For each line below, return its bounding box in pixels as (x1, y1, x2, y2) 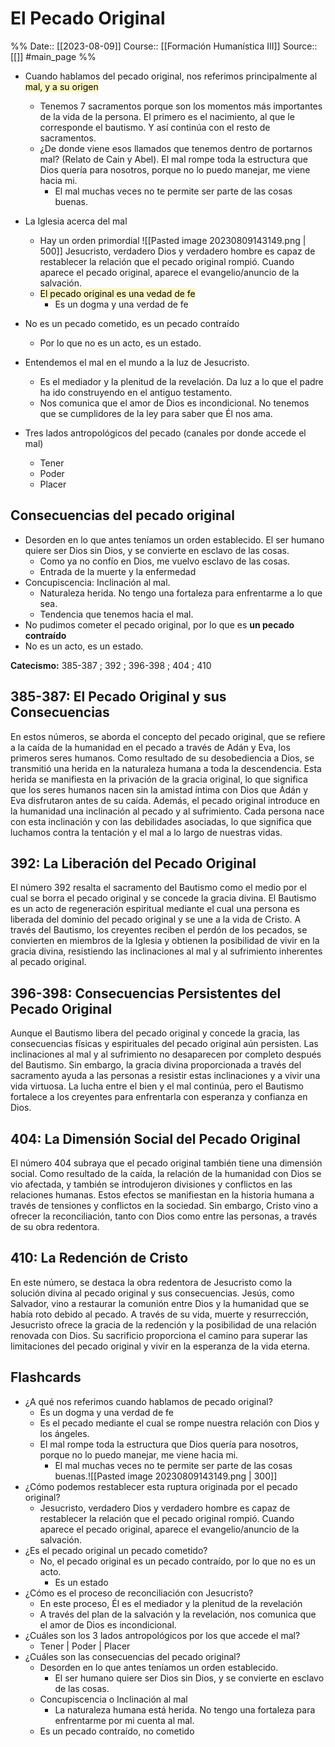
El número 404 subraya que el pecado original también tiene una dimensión (10, 1157, 323, 1169)
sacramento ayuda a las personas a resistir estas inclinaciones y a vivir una (10, 1070, 321, 1082)
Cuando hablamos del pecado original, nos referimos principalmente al (24, 70, 318, 82)
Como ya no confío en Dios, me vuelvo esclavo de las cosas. (39, 555, 291, 567)
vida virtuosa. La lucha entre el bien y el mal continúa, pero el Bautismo (10, 1080, 304, 1092)
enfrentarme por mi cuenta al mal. (54, 1714, 195, 1726)
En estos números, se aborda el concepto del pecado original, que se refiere (10, 730, 326, 742)
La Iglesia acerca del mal (24, 215, 128, 227)
